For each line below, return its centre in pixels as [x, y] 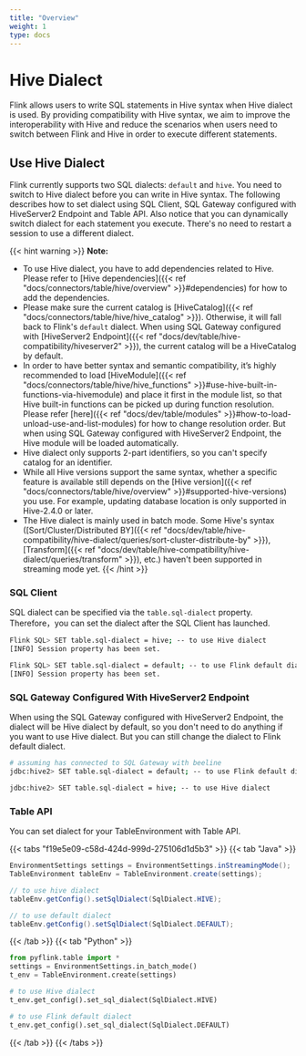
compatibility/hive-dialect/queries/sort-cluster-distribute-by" [137, 540]
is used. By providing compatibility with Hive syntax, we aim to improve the [150, 115]
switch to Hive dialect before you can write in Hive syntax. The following [145, 195]
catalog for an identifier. [67, 462]
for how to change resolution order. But [212, 424]
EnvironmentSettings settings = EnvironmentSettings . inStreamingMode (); [150, 866]
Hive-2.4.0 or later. [58, 511]
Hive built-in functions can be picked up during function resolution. [148, 404]
